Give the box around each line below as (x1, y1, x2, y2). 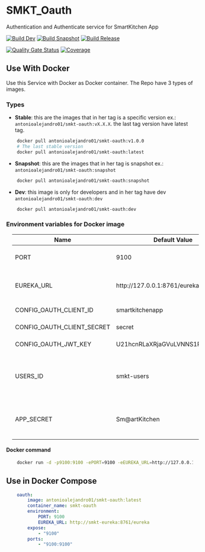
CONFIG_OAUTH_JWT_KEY (15, 340, 92, 348)
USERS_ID (15, 372, 44, 380)
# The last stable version (17, 143, 84, 149)
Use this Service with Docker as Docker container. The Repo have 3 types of (6, 79, 193, 86)
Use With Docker (6, 64, 70, 74)
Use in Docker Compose (6, 476, 97, 486)
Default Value (153, 235, 193, 244)
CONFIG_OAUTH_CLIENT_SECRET (15, 323, 111, 331)
